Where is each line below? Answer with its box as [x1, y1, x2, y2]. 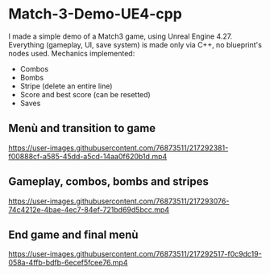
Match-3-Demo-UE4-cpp [8, 5, 183, 23]
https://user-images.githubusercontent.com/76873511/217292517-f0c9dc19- [8, 249, 262, 259]
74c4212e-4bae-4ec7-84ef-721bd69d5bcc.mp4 [8, 204, 170, 214]
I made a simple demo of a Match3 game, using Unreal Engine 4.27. [8, 31, 233, 41]
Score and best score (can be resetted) [19, 89, 151, 99]
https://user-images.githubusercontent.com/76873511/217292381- [8, 142, 229, 153]
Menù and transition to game [8, 121, 156, 135]
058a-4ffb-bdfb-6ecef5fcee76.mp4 [8, 258, 128, 268]
